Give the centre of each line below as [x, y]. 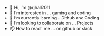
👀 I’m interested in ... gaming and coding [50, 13]
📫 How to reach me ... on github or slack [51, 28]
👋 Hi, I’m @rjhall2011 [30, 8]
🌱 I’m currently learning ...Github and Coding [54, 18]
